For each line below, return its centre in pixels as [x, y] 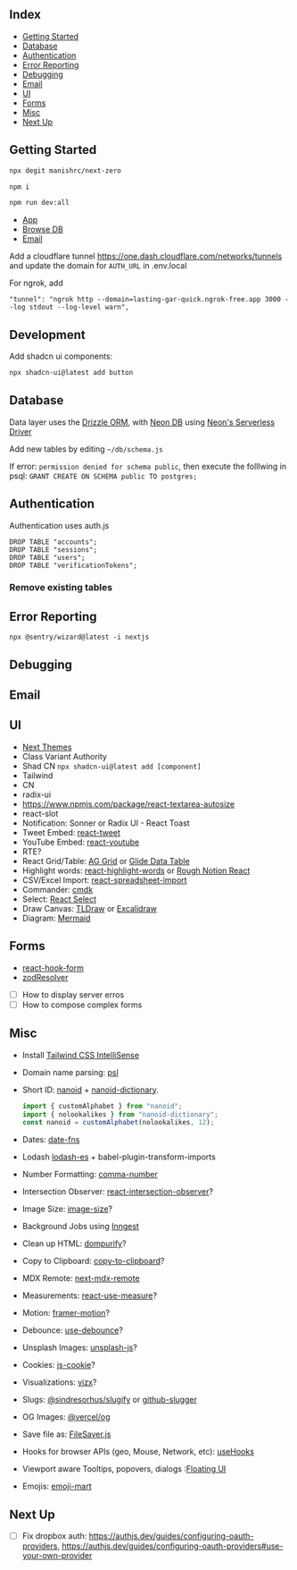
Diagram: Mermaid [56, 918]
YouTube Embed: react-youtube [81, 842]
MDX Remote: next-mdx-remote [81, 1278]
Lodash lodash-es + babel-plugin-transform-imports [119, 1157]
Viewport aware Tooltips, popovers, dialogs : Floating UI [124, 1469]
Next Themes [47, 747]
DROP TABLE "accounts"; [54, 542]
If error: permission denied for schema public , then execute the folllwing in [148, 466]
